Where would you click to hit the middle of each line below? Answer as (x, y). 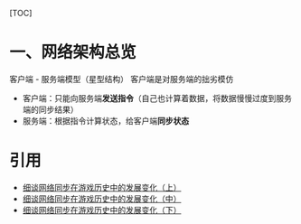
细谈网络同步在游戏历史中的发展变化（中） (102, 199)
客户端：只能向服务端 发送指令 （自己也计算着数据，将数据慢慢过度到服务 (157, 98)
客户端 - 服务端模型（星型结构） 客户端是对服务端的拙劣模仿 (122, 79)
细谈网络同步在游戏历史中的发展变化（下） (102, 210)
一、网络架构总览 (73, 52)
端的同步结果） (50, 109)
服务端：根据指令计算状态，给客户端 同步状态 (106, 120)
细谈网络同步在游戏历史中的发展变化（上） (102, 187)
